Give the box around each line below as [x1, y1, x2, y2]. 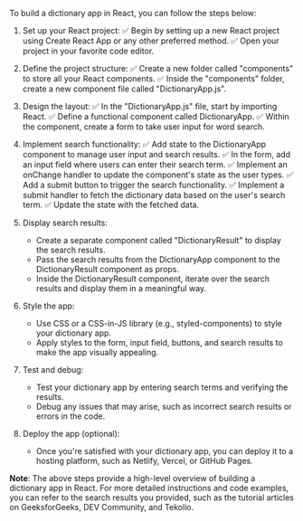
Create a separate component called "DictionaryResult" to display [35, 235, 282, 245]
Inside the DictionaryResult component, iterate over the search [35, 273, 270, 284]
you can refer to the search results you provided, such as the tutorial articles [9, 492, 294, 503]
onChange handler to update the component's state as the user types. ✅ [22, 169, 294, 180]
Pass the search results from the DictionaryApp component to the [35, 254, 280, 265]
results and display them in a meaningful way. [35, 283, 206, 293]
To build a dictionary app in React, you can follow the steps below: [9, 8, 257, 18]
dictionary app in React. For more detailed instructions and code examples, [9, 483, 289, 493]
